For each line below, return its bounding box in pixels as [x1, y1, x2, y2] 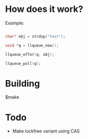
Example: [5, 20, 24, 26]
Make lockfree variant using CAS [12, 128, 80, 134]
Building [5, 78, 40, 89]
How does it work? [5, 3, 84, 15]
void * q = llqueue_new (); [5, 43, 59, 48]
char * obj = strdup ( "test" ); [5, 34, 66, 39]
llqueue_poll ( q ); [5, 61, 41, 66]
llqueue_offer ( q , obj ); [5, 52, 55, 57]
